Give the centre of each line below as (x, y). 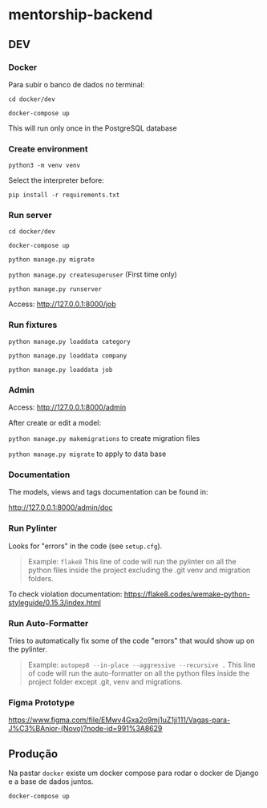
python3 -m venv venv (44, 166)
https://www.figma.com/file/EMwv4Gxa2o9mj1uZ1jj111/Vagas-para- (119, 720)
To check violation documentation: (65, 594)
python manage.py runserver (55, 289)
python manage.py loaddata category (69, 341)
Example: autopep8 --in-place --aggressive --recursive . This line (142, 665)
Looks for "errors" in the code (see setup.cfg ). (85, 546)
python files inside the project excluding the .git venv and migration (139, 570)
